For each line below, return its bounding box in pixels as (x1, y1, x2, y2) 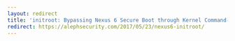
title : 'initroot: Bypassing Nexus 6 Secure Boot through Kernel (7, 17, 201, 24)
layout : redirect (7, 10, 58, 17)
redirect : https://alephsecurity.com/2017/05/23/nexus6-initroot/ (7, 23, 205, 30)
